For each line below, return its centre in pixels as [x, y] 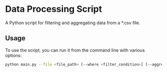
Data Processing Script [54, 9]
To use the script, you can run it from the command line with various [75, 50]
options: [14, 55]
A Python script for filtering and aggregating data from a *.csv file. [73, 23]
